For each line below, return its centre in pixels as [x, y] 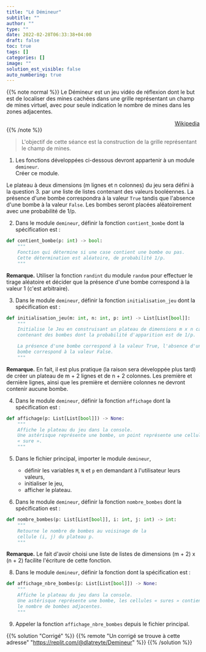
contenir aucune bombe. [37, 389]
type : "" [17, 29]
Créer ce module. [37, 173]
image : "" [19, 63]
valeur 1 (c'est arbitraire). [38, 288]
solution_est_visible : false [44, 69]
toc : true [19, 47]
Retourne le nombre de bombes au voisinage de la [82, 531]
